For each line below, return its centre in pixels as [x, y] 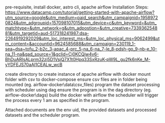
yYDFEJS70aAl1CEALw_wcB [34, 64]
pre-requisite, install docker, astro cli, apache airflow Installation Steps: [77, 7]
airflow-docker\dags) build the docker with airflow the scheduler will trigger [82, 95]
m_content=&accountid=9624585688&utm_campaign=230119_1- [70, 44]
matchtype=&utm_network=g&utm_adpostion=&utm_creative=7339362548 [81, 28]
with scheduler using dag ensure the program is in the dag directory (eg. [79, 90]
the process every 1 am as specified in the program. [57, 100]
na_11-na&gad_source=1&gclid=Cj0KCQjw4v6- [52, 54]
